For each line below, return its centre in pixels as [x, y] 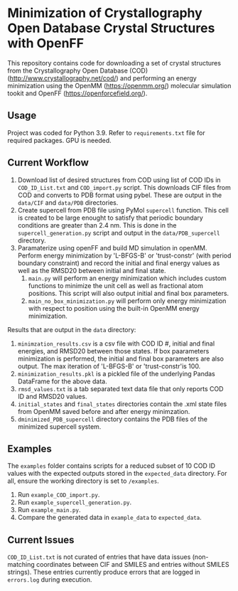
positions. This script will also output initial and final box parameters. [129, 293]
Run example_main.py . [49, 510]
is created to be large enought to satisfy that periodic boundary [110, 218]
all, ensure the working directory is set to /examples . [83, 481]
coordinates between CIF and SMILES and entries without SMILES [133, 565]
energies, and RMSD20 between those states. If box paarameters [113, 351]
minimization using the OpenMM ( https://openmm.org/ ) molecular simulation [119, 85]
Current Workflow [48, 163]
